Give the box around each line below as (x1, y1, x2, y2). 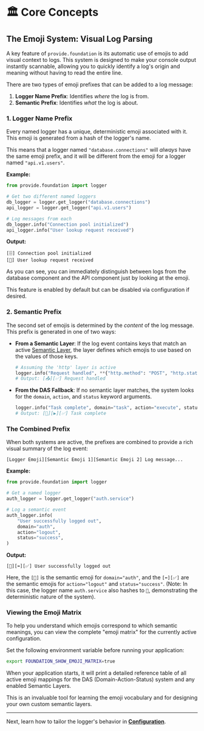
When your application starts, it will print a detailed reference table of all (6, 669, 187, 677)
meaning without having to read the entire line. (6, 69, 123, 76)
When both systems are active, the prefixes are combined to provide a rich (6, 439, 193, 446)
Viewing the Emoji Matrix (6, 608, 82, 617)
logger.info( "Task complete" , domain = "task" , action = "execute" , (15, 405, 182, 411)
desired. (6, 292, 27, 300)
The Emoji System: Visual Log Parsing (6, 33, 153, 44)
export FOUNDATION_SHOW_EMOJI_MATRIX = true (6, 658, 115, 665)
